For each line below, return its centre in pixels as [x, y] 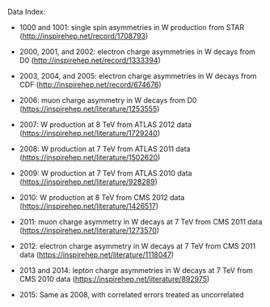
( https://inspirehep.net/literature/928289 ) [89, 182]
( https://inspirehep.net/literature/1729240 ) [90, 133]
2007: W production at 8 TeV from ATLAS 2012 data [105, 124]
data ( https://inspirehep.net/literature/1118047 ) [97, 255]
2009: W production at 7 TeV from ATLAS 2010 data [105, 173]
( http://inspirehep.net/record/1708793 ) [84, 36]
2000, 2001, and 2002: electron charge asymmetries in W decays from [137, 51]
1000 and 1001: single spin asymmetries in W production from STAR [131, 27]
